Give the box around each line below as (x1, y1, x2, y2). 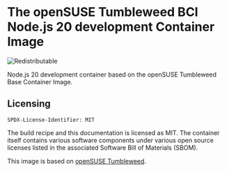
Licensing (7, 98, 51, 110)
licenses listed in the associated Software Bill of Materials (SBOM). (7, 143, 198, 152)
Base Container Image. (7, 77, 73, 86)
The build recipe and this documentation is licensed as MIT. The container (7, 128, 220, 136)
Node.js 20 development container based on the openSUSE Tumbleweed (7, 70, 217, 79)
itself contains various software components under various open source (7, 136, 214, 144)
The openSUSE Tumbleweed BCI (7, 4, 198, 20)
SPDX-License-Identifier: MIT (7, 116, 95, 123)
